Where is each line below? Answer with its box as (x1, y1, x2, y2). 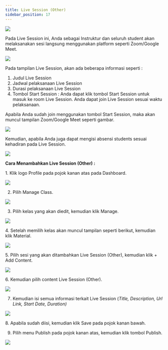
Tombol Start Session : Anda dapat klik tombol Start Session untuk (12, 91, 149, 97)
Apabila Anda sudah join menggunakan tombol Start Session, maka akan (5, 111, 155, 117)
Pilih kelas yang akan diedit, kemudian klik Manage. (12, 208, 119, 214)
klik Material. (5, 232, 32, 239)
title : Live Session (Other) (5, 7, 66, 13)
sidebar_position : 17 (5, 12, 51, 17)
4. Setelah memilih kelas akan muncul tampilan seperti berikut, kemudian (5, 227, 156, 234)
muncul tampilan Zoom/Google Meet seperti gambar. (5, 116, 114, 123)
